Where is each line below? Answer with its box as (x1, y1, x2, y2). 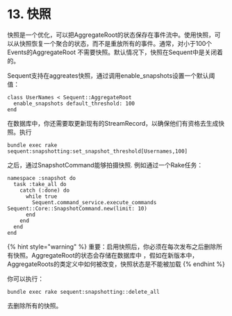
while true (25, 192, 58, 200)
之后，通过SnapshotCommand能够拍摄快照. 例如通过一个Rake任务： (7, 160, 204, 169)
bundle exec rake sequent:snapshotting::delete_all (7, 288, 160, 295)
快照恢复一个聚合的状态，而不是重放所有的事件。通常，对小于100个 (19, 39, 213, 47)
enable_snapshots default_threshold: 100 (13, 100, 135, 107)
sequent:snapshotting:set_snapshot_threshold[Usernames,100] (7, 147, 188, 155)
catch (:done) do (19, 187, 70, 194)
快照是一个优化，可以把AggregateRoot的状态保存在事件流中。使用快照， (7, 31, 215, 39)
